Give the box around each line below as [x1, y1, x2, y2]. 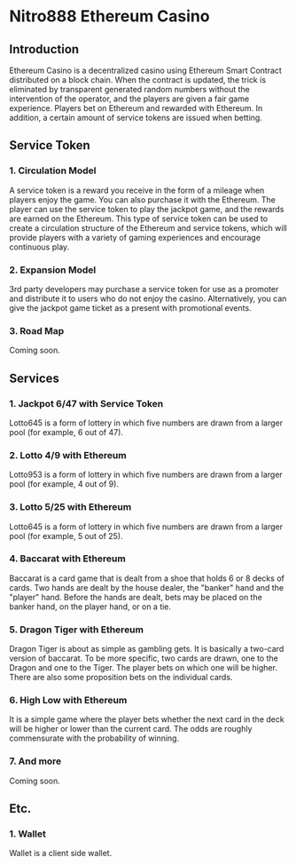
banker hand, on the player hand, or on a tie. [9, 601, 171, 612]
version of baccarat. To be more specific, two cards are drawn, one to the [9, 653, 279, 663]
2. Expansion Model [9, 264, 97, 276]
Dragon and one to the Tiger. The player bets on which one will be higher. [9, 663, 277, 673]
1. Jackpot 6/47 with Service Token [9, 397, 164, 409]
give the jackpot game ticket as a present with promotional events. [9, 302, 252, 313]
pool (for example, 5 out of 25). [9, 530, 123, 541]
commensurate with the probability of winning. [9, 733, 180, 743]
